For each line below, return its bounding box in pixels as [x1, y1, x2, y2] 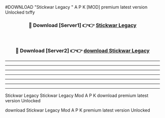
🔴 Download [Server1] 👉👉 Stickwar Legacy [28, 22, 137, 28]
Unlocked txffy [5, 9, 35, 15]
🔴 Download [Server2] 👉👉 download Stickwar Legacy [15, 47, 150, 54]
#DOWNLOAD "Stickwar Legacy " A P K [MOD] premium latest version [5, 4, 148, 10]
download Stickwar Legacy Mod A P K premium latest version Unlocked [5, 107, 150, 113]
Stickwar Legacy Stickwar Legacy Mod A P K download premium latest [5, 93, 149, 98]
